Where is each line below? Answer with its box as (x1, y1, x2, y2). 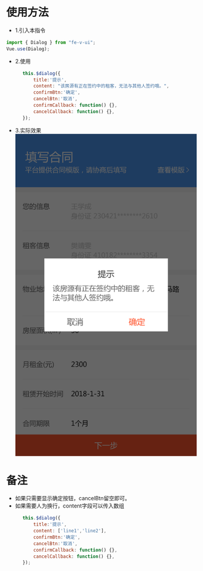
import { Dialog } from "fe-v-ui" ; (6, 39, 96, 45)
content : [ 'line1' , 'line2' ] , (33, 528, 107, 534)
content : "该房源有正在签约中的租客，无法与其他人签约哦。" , (33, 83, 170, 89)
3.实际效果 (14, 126, 42, 134)
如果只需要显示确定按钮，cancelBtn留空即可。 (14, 495, 130, 502)
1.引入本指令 (14, 27, 46, 34)
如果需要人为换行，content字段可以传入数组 (14, 502, 124, 509)
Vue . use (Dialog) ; (6, 46, 50, 52)
